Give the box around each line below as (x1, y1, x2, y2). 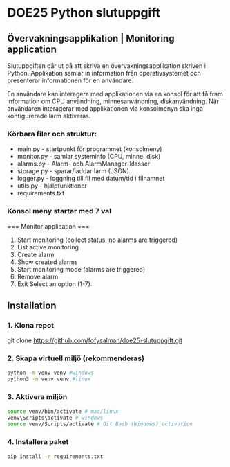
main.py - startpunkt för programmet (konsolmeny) (17, 145, 162, 153)
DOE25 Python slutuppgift (7, 5, 161, 21)
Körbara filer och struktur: (7, 129, 97, 139)
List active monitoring (17, 243, 79, 251)
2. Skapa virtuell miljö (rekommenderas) (7, 353, 145, 363)
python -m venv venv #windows (7, 369, 95, 376)
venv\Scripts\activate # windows (7, 414, 104, 421)
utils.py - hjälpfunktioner (17, 182, 88, 190)
